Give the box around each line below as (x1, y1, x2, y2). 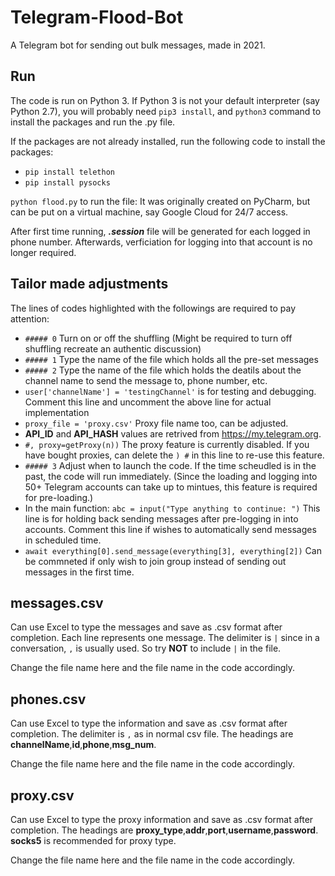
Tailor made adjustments (10, 276, 169, 293)
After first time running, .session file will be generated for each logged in (10, 225, 311, 237)
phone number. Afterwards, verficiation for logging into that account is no (10, 236, 313, 248)
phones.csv (10, 691, 87, 708)
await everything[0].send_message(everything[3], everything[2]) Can (24, 544, 322, 556)
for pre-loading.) (24, 491, 94, 503)
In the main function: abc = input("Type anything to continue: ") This (24, 502, 321, 514)
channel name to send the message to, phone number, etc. (24, 374, 268, 386)
